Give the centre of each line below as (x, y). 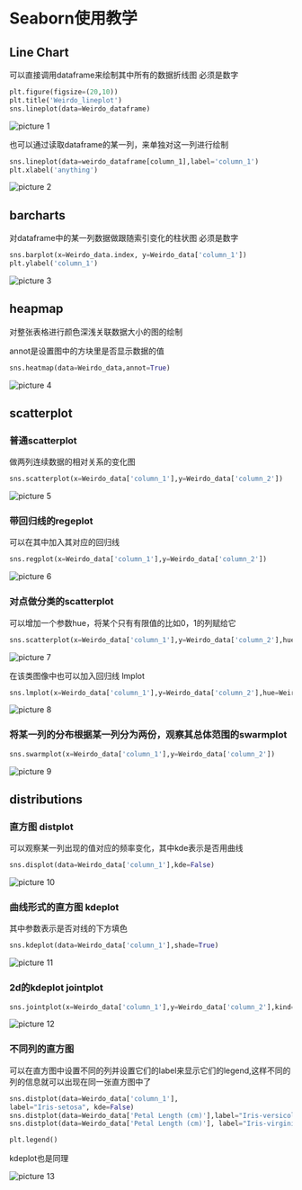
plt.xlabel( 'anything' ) (54, 170)
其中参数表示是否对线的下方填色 (68, 928)
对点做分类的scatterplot (62, 602)
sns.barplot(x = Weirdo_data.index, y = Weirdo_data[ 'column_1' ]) (128, 255)
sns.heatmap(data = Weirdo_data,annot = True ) (90, 368)
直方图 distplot (41, 827)
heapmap (36, 309)
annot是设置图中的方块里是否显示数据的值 (87, 351)
